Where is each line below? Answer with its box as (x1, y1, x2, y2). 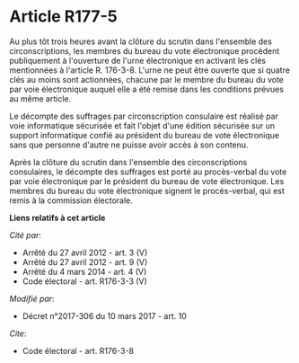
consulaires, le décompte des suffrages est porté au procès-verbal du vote (9, 166, 287, 177)
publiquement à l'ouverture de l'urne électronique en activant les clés (9, 55, 267, 66)
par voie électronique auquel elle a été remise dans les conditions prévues (9, 84, 285, 94)
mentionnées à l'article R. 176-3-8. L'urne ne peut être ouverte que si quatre (9, 65, 290, 75)
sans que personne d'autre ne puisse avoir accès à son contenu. (9, 139, 249, 150)
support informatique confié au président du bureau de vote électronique (9, 129, 280, 140)
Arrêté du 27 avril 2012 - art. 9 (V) (22, 256, 148, 267)
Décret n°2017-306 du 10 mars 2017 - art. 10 (22, 310, 187, 321)
